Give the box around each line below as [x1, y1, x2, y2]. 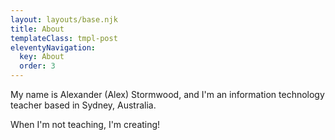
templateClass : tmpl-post [10, 33, 118, 43]
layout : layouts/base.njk [10, 14, 118, 25]
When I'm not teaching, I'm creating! [10, 119, 161, 130]
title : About [10, 24, 65, 34]
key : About [19, 52, 65, 62]
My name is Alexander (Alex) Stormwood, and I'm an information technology [10, 89, 325, 100]
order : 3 [19, 61, 56, 71]
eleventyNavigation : [10, 42, 97, 53]
